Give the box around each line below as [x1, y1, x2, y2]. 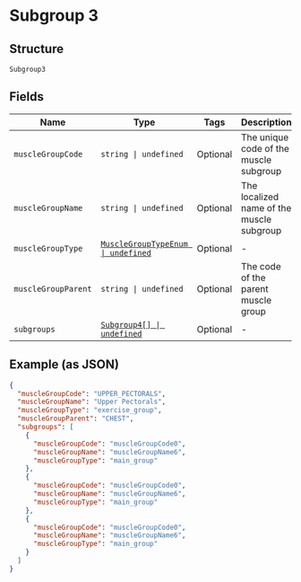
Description [240, 116, 293, 128]
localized [240, 190, 279, 203]
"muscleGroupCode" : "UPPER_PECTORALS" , [17, 389, 167, 398]
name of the [240, 201, 292, 214]
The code [240, 260, 281, 272]
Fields [9, 89, 45, 104]
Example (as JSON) [9, 357, 119, 373]
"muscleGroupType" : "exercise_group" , [17, 406, 163, 415]
